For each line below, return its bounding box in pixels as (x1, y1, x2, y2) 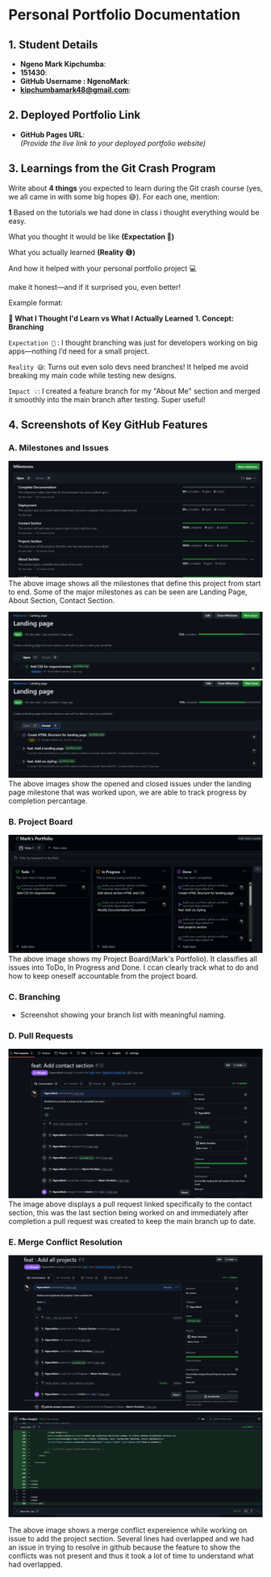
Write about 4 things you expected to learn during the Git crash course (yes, (8, 183, 263, 193)
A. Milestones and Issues (8, 442, 109, 453)
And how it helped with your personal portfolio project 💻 (8, 263, 198, 273)
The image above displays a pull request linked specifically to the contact (8, 1199, 252, 1209)
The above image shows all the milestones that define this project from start (8, 578, 261, 588)
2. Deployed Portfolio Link (8, 108, 141, 122)
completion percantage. (8, 795, 88, 805)
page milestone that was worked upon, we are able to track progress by (8, 787, 248, 797)
